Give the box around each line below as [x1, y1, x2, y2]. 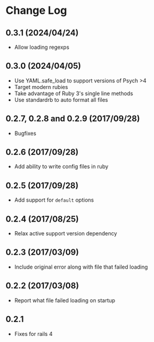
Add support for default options [14, 196, 94, 204]
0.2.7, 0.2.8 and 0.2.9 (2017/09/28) [5, 114, 140, 124]
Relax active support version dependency [14, 230, 117, 237]
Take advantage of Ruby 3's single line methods [14, 90, 133, 97]
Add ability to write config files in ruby [14, 163, 108, 170]
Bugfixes [14, 129, 37, 137]
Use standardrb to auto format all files [14, 96, 108, 103]
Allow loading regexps [14, 43, 70, 51]
